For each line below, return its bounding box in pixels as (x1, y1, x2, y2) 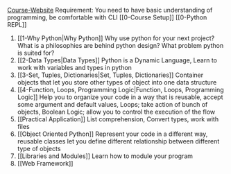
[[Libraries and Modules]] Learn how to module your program (17, 152, 193, 160)
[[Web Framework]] (17, 159, 74, 167)
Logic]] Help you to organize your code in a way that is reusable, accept (17, 93, 223, 101)
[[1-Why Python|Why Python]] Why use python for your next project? (17, 34, 215, 42)
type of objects (17, 145, 61, 153)
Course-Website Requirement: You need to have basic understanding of (7, 6, 213, 14)
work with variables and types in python (17, 64, 132, 71)
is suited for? (17, 49, 55, 57)
